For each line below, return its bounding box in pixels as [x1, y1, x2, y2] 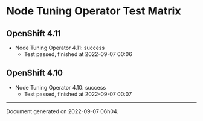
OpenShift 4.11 [6, 28, 62, 39]
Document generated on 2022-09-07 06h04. [6, 107, 119, 115]
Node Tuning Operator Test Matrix [6, 4, 181, 18]
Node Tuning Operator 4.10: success [14, 84, 106, 91]
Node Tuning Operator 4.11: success [14, 44, 105, 51]
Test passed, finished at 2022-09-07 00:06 [24, 51, 133, 58]
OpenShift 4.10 [6, 68, 63, 78]
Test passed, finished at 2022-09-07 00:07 [24, 90, 132, 98]
